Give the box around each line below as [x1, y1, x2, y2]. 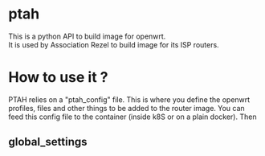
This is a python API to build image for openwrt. [8, 31, 166, 41]
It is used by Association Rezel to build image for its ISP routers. [8, 39, 219, 49]
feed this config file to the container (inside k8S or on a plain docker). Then [8, 112, 257, 121]
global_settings [8, 135, 88, 149]
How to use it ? [8, 68, 108, 87]
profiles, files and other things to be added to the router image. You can [8, 103, 245, 113]
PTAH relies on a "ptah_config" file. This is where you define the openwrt [8, 94, 251, 105]
